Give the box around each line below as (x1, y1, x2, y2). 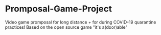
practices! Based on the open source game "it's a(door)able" (5, 24, 128, 30)
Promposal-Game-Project (5, 3, 112, 14)
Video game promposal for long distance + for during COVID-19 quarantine (5, 19, 157, 25)
